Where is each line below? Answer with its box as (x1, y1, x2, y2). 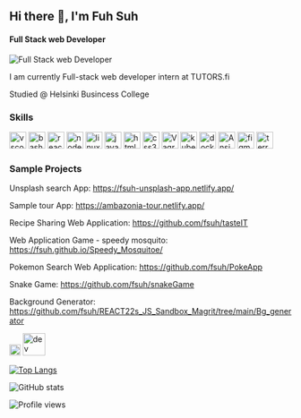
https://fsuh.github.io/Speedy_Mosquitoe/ (9, 244, 163, 255)
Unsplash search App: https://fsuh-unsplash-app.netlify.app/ (9, 183, 235, 193)
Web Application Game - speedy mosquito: (9, 235, 168, 246)
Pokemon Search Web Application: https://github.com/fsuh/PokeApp (9, 261, 262, 273)
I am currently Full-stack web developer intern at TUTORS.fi (9, 71, 230, 81)
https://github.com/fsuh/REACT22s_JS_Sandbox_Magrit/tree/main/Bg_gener (9, 306, 292, 317)
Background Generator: (9, 296, 96, 307)
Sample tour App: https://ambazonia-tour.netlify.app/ (9, 200, 205, 211)
